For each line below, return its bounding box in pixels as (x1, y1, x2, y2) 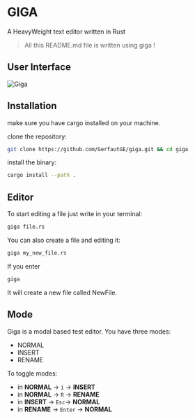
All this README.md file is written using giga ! (24, 41, 155, 49)
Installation (7, 100, 57, 112)
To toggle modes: (7, 369, 58, 378)
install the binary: (7, 158, 57, 166)
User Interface (7, 61, 72, 73)
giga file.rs (7, 223, 45, 231)
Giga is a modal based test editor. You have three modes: (7, 327, 171, 336)
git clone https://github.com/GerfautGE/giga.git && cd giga (7, 145, 189, 152)
